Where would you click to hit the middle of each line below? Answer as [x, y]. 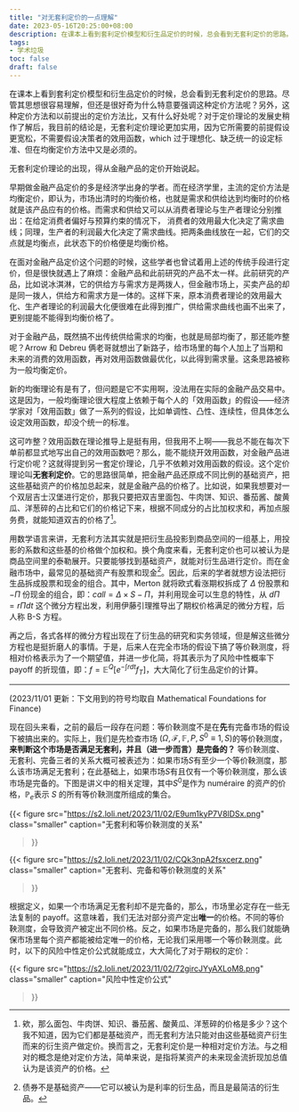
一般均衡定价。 [44, 370]
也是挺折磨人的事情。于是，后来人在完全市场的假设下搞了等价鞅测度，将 [157, 647]
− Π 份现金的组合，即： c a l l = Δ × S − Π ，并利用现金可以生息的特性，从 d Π [145, 594]
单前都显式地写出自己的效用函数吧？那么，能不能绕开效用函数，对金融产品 [145, 452]
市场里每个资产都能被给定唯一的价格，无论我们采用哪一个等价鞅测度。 [145, 939]
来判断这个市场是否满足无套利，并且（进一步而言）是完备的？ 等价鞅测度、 [147, 749]
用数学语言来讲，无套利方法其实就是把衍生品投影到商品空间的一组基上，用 [145, 538]
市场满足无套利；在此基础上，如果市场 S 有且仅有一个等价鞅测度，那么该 [156, 772]
